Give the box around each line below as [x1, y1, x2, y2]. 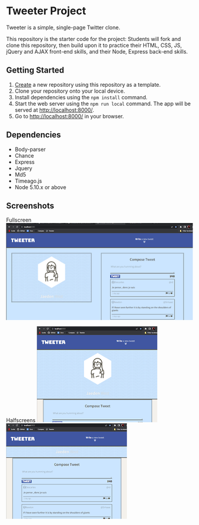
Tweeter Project [6, 4, 86, 18]
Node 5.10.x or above [14, 183, 66, 191]
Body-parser [14, 146, 46, 153]
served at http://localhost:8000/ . [14, 106, 95, 114]
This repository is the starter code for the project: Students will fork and [6, 35, 181, 42]
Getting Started [6, 65, 65, 76]
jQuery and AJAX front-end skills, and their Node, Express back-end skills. [6, 48, 188, 55]
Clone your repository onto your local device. [14, 87, 126, 95]
